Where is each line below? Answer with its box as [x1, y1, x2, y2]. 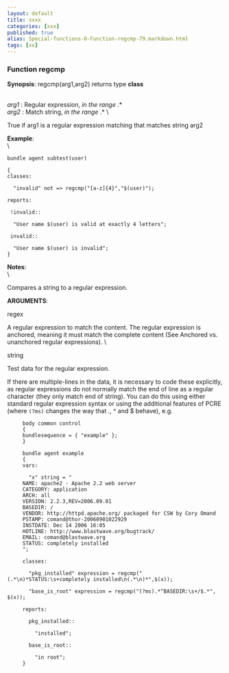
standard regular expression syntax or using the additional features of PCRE [7, 400, 221, 408]
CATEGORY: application [22, 486, 88, 493]
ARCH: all [22, 492, 51, 499]
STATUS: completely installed [22, 540, 109, 547]
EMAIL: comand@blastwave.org [22, 534, 106, 541]
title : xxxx [7, 16, 41, 23]
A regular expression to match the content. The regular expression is [7, 323, 201, 332]
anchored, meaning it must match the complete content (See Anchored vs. [7, 330, 218, 339]
